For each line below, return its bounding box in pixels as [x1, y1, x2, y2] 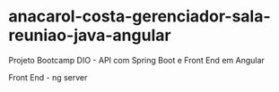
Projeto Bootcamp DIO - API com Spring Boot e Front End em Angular [8, 54, 266, 65]
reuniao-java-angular [8, 25, 171, 46]
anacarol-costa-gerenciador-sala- [8, 6, 271, 27]
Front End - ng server [8, 71, 88, 82]
